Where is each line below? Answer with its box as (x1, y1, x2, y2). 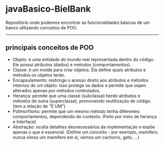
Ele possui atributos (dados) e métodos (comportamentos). (12, 62, 131, 67)
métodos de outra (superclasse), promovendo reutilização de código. (12, 98, 152, 104)
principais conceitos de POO (5, 43, 94, 52)
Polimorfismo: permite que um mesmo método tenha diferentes (12, 108, 140, 114)
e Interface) (12, 119, 36, 124)
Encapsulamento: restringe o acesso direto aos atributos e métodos (12, 77, 149, 83)
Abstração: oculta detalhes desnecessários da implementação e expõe (12, 124, 155, 130)
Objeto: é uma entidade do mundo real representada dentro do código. (12, 56, 155, 62)
